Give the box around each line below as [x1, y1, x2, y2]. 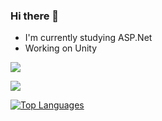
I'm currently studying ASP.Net [24, 32, 153, 44]
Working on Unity [24, 42, 98, 54]
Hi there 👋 [10, 9, 60, 23]
